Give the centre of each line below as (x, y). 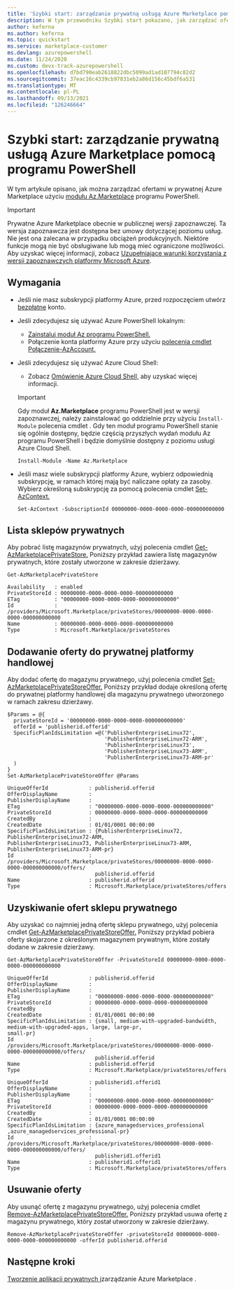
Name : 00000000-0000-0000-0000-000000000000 (90, 624)
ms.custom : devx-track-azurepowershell (65, 66)
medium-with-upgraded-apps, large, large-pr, (74, 1027)
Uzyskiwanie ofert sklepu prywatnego (92, 908)
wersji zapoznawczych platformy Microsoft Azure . (79, 261)
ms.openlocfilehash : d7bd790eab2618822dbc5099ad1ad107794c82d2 (101, 72)
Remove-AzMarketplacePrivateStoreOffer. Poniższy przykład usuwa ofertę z (117, 1214)
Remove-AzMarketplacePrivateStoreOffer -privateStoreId (90, 1234)
